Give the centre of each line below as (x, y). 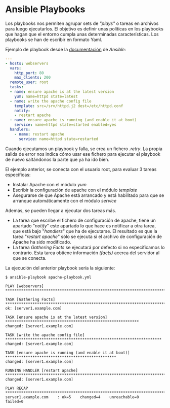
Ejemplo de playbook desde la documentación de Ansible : (66, 49)
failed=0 (14, 401)
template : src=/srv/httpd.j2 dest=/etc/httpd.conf (69, 106)
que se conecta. (29, 258)
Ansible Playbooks (45, 9)
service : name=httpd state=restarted (58, 139)
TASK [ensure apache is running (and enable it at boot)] (68, 353)
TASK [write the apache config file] (45, 335)
